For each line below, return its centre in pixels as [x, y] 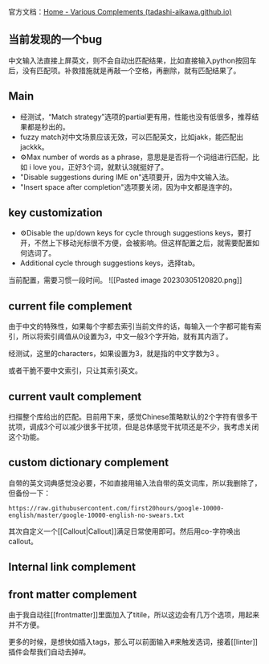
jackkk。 [35, 146]
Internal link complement [72, 567]
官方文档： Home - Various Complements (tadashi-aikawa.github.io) [120, 12]
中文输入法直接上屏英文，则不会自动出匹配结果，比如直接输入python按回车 [132, 60]
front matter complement [73, 594]
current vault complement [75, 396]
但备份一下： [29, 493]
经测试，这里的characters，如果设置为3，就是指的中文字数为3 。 [116, 354]
